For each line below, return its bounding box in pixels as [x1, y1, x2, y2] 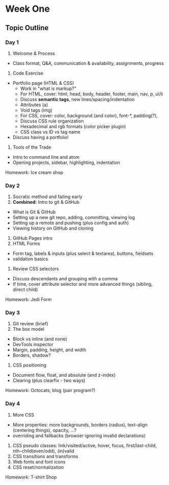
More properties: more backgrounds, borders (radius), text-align [12, 422, 148, 428]
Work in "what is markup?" [20, 85, 76, 91]
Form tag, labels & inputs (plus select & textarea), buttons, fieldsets [12, 251, 154, 257]
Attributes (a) [20, 102, 48, 108]
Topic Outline [5, 23, 49, 32]
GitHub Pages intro [12, 235, 52, 241]
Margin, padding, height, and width [12, 347, 87, 353]
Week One [5, 3, 50, 15]
